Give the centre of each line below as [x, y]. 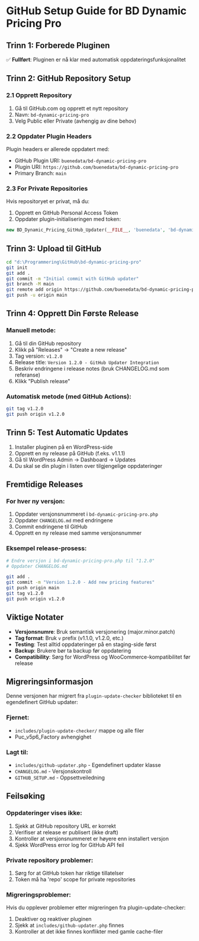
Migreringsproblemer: [38, 894]
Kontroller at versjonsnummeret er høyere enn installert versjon [92, 839]
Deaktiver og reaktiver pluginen [53, 919]
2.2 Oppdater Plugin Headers [49, 136]
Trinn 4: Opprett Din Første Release [73, 314]
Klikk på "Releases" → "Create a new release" [71, 349]
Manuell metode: [31, 330]
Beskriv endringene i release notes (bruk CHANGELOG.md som [92, 368]
